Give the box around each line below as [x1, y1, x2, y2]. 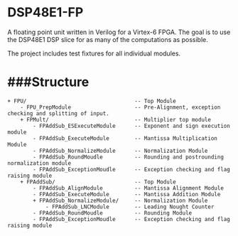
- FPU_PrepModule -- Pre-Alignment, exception [20, 104, 221, 111]
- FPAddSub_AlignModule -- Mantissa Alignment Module [33, 184, 224, 192]
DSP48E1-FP [7, 4, 84, 21]
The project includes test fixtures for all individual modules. [7, 49, 181, 58]
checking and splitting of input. [7, 109, 110, 117]
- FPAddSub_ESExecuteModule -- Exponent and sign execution [33, 122, 231, 129]
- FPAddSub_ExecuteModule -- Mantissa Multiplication [33, 134, 218, 142]
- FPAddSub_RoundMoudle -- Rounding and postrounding [33, 154, 224, 161]
